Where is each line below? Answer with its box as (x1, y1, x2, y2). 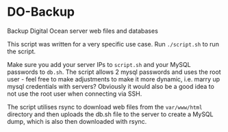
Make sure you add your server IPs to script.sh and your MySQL (7, 60, 191, 68)
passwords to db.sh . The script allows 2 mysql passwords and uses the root (7, 68, 221, 76)
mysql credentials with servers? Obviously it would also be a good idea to (7, 82, 214, 90)
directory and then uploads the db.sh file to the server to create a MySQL (7, 110, 214, 118)
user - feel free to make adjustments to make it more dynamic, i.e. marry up (7, 75, 220, 83)
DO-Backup (7, 4, 75, 20)
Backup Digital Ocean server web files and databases (7, 27, 159, 35)
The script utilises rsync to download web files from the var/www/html (7, 103, 203, 111)
